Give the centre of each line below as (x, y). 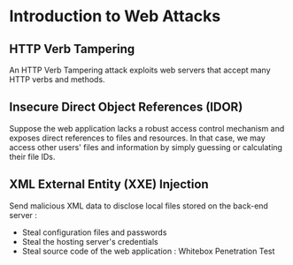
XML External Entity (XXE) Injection (109, 184)
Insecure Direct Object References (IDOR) (126, 107)
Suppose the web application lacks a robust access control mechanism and (147, 128)
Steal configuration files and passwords (94, 232)
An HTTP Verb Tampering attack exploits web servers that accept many (140, 70)
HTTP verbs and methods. (57, 79)
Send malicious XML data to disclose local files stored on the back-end (139, 206)
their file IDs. (32, 156)
